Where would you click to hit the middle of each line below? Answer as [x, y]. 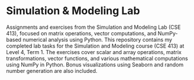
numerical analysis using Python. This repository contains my [98, 39]
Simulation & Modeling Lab [73, 11]
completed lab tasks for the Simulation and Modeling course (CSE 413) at [95, 46]
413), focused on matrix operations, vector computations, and [81, 33]
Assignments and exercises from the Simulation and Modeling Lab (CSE [93, 27]
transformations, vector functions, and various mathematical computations [97, 58]
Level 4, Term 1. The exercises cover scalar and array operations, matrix [94, 52]
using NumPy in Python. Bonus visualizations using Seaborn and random [95, 64]
